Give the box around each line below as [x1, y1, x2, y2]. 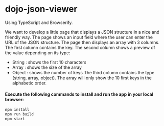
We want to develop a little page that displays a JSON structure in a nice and [5, 29, 160, 35]
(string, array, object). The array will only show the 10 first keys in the [12, 75, 152, 81]
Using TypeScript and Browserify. [5, 20, 73, 25]
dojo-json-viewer [5, 3, 77, 15]
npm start [5, 116, 25, 121]
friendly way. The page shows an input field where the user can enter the [5, 34, 153, 40]
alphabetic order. [12, 80, 47, 86]
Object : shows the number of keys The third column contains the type [12, 69, 155, 75]
